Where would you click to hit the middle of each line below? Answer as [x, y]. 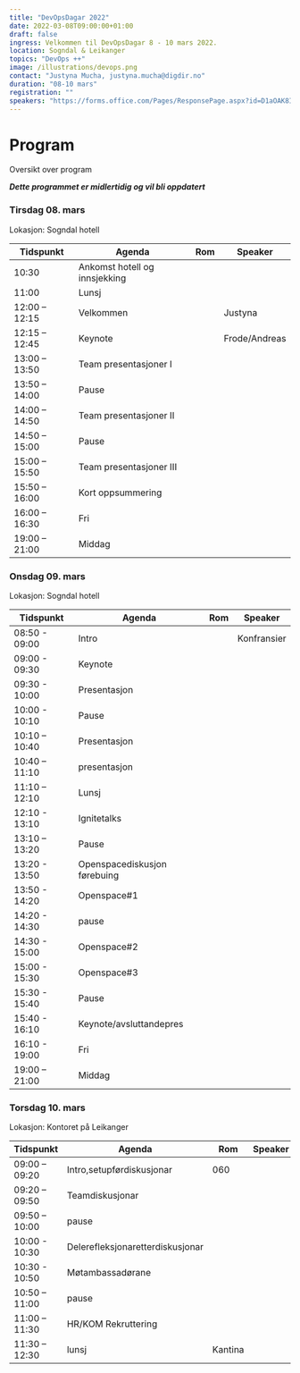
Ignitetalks [100, 818]
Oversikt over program [50, 170]
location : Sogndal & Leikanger [67, 51]
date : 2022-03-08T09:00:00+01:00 [71, 26]
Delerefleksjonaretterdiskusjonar [135, 1247]
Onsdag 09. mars [48, 576]
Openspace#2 [108, 947]
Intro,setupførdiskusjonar [119, 1170]
